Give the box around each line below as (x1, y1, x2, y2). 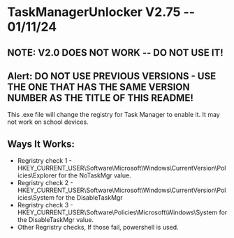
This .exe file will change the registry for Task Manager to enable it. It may (7, 111, 220, 119)
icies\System (17, 193, 54, 202)
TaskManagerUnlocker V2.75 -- (7, 4, 196, 20)
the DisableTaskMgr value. (17, 216, 94, 224)
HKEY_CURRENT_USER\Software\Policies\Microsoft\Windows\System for (17, 208, 228, 216)
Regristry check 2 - (17, 179, 73, 187)
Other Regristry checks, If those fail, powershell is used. (17, 223, 180, 232)
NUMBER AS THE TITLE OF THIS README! (7, 92, 194, 104)
